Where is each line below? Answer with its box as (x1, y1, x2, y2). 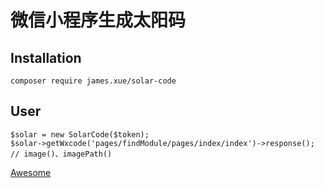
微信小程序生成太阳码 (10, 9, 187, 32)
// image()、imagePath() (10, 149, 113, 159)
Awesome (10, 166, 52, 178)
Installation (10, 49, 82, 66)
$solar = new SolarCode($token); (10, 129, 150, 140)
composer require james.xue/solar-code (10, 76, 177, 86)
